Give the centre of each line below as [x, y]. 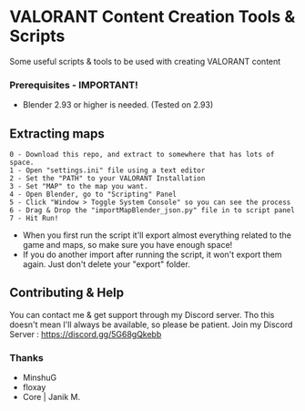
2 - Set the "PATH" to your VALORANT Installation [107, 179]
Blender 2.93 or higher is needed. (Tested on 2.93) [118, 105]
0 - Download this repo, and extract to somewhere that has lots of [142, 155]
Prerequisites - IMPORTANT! [74, 85]
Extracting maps [57, 134]
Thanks [26, 357]
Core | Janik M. [51, 397]
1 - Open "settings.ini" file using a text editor [107, 170]
